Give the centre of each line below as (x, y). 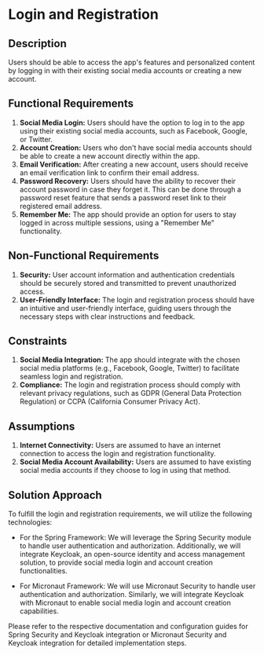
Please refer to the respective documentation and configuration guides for (128, 627)
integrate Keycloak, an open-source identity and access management (132, 554)
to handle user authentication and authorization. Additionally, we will (130, 546)
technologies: (30, 522)
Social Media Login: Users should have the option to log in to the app (132, 123)
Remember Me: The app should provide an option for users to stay (128, 214)
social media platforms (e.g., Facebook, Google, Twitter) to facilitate (129, 368)
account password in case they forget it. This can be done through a (130, 189)
